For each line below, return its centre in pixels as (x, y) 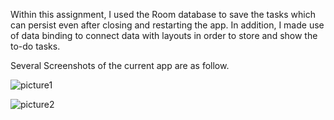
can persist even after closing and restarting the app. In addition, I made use (167, 25)
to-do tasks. (35, 46)
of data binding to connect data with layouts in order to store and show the (164, 35)
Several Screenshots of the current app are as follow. (120, 65)
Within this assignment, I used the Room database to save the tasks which (163, 14)
